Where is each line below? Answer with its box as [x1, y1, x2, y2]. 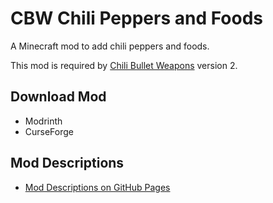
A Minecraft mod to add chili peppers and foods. [10, 40, 210, 52]
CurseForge [24, 125, 75, 137]
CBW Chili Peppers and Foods [10, 7, 264, 30]
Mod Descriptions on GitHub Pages [24, 181, 171, 193]
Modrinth [24, 115, 63, 127]
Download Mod [10, 88, 107, 106]
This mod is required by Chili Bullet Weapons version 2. [10, 59, 238, 71]
